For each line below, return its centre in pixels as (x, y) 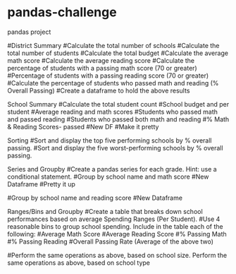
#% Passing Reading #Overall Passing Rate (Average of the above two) (110, 242)
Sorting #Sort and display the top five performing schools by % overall (110, 140)
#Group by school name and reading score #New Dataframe (95, 198)
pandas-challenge (62, 12)
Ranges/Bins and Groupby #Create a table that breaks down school (105, 211)
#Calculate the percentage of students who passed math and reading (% (113, 83)
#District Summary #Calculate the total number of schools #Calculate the (113, 45)
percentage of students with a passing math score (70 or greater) (102, 68)
